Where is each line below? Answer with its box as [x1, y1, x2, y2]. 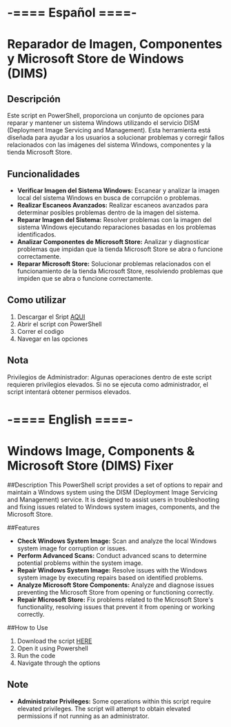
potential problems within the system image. [17, 559, 143, 567]
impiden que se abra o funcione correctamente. [17, 275, 153, 282]
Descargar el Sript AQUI [17, 312, 86, 321]
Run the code [17, 651, 56, 659]
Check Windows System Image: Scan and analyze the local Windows [17, 537, 217, 545]
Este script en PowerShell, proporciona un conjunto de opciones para [7, 112, 205, 120]
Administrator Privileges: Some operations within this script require [17, 697, 212, 705]
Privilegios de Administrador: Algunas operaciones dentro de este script [7, 372, 212, 381]
